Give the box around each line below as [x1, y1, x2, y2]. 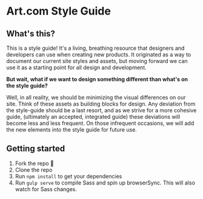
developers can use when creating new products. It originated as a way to [6, 51, 191, 58]
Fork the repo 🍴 [15, 160, 55, 167]
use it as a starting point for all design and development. [6, 64, 147, 71]
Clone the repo [15, 166, 53, 174]
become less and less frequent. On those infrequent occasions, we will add [6, 120, 195, 127]
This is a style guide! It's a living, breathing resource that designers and [6, 44, 185, 52]
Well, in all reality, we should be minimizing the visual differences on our [6, 94, 186, 101]
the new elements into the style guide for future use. [6, 126, 138, 133]
